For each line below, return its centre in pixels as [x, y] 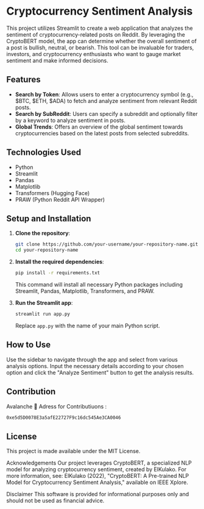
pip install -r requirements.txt [58, 273]
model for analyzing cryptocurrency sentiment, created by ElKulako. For [97, 469]
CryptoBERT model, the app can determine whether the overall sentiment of [101, 41]
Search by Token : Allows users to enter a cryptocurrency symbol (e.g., [104, 94]
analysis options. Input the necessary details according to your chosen [95, 366]
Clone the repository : [43, 233]
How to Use [29, 345]
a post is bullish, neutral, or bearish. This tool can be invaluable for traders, [100, 48]
